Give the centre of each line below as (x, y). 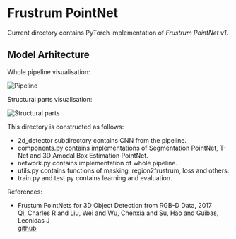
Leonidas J (34, 220)
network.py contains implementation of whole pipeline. (98, 163)
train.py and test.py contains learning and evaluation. (95, 177)
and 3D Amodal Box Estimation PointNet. (89, 155)
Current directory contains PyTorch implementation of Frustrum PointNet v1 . (118, 33)
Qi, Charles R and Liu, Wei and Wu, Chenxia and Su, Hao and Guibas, (118, 213)
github (27, 228)
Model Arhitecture (48, 55)
